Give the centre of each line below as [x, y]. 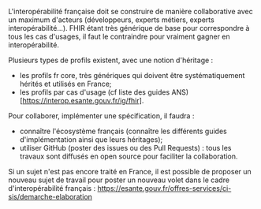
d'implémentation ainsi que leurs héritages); [91, 140]
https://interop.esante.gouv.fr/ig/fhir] [82, 101]
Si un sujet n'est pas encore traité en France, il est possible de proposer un [130, 172]
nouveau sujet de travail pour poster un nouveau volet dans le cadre [119, 180]
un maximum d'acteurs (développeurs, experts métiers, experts [111, 20]
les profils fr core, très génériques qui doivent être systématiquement [132, 75]
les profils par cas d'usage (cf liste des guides [95, 92]
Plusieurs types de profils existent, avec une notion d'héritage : [111, 60]
